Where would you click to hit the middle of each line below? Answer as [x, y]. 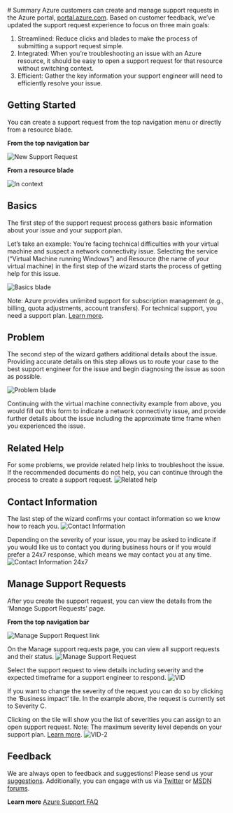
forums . [19, 788]
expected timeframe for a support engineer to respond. [87, 677]
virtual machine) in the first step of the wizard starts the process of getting [114, 266]
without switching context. [56, 68]
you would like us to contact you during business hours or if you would [109, 547]
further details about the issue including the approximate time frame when [114, 419]
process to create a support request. [60, 480]
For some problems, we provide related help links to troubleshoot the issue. [116, 465]
